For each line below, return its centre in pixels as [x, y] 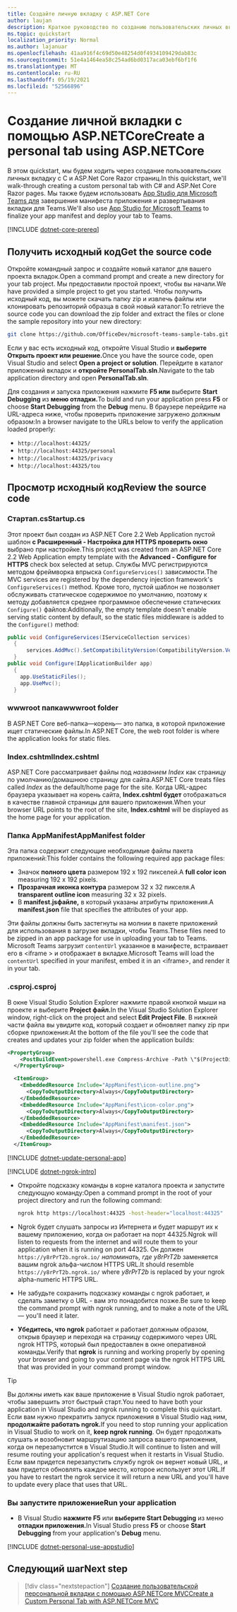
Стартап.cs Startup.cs [46, 519]
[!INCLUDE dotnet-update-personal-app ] [67, 1157]
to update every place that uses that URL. [68, 1484]
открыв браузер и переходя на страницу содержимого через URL [117, 1336]
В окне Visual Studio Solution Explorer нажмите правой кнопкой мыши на [117, 1002]
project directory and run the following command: [90, 1200]
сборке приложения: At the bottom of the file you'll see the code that [108, 1032]
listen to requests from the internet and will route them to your [108, 1242]
